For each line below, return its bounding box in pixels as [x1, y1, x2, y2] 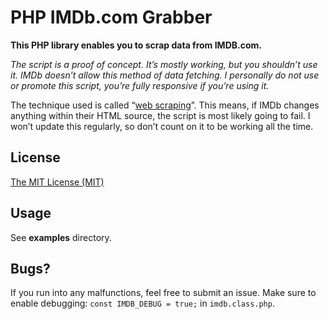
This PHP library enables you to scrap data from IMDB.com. [10, 39, 262, 51]
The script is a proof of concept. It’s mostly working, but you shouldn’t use [10, 58, 318, 70]
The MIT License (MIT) [10, 176, 105, 188]
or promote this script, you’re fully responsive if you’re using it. [10, 79, 270, 91]
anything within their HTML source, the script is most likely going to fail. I [10, 109, 311, 121]
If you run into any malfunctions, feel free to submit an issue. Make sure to [10, 287, 317, 299]
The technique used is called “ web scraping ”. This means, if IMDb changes [10, 99, 320, 111]
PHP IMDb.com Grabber [10, 6, 213, 29]
